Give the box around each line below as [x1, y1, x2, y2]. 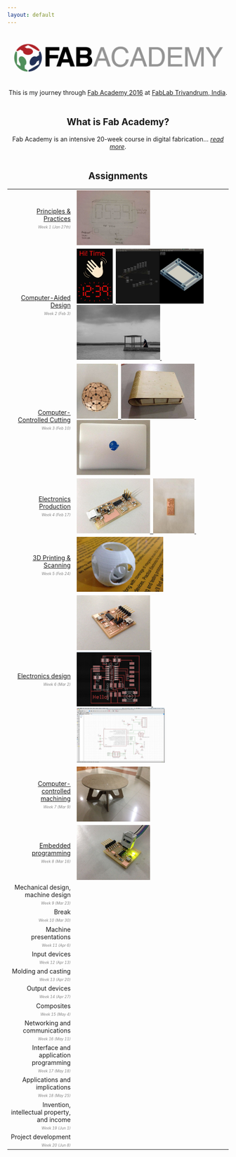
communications [22, 1026, 72, 1035]
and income [37, 1115, 72, 1124]
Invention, [41, 1100, 72, 1108]
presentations [31, 932, 72, 941]
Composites [36, 1002, 72, 1010]
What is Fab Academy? [66, 116, 170, 128]
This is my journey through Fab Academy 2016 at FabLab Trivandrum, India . [8, 88, 228, 96]
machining [40, 794, 72, 803]
